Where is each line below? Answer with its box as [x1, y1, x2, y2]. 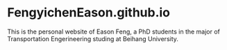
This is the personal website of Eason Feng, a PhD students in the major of [7, 27, 221, 36]
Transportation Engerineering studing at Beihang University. [7, 34, 179, 42]
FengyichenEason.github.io [7, 5, 171, 21]
